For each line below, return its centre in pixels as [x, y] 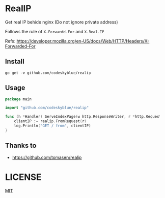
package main [18, 99]
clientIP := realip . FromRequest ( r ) [50, 121]
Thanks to [21, 145]
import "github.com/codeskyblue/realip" [47, 108]
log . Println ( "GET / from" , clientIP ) [53, 126]
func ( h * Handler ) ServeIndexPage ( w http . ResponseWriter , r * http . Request [83, 117]
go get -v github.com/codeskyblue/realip [48, 73]
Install [15, 62]
